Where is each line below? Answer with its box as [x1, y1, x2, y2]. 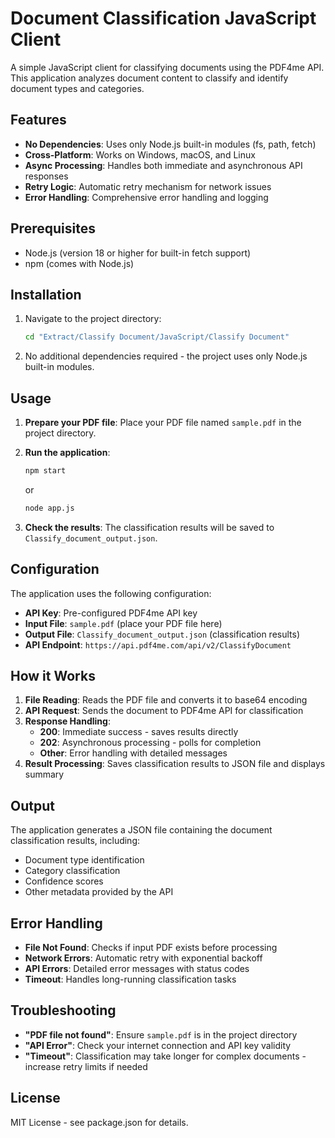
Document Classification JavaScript [10, 7, 317, 30]
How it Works [10, 668, 96, 685]
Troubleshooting [10, 1002, 117, 1019]
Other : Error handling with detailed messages [39, 747, 228, 759]
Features [10, 112, 67, 129]
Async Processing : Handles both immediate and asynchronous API [24, 159, 303, 171]
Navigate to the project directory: [24, 313, 162, 325]
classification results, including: [10, 835, 141, 847]
